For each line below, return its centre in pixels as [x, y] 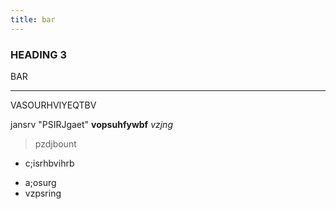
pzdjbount [55, 143]
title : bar [33, 19]
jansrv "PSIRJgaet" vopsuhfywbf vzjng [91, 124]
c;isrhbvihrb [49, 163]
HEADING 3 [38, 54]
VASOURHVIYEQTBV [53, 105]
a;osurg [40, 182]
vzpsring [43, 193]
